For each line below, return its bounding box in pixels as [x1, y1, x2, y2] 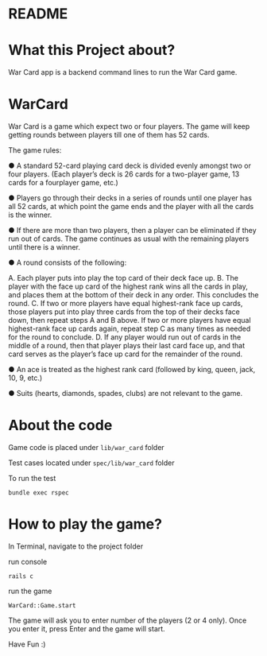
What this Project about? [8, 41, 176, 60]
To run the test [8, 474, 56, 483]
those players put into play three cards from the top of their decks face [8, 307, 241, 316]
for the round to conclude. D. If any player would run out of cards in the [8, 332, 242, 342]
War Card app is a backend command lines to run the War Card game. [8, 68, 238, 77]
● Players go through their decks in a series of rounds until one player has [8, 193, 253, 203]
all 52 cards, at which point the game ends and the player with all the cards [8, 202, 254, 212]
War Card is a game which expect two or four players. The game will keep [8, 122, 250, 131]
